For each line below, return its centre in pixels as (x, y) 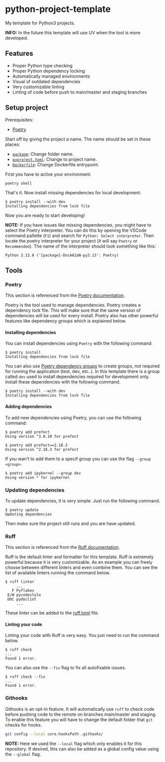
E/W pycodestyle (24, 595)
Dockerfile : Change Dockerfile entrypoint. (56, 164)
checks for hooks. (24, 725)
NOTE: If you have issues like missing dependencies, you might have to (78, 225)
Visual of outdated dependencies (46, 81)
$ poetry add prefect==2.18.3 (37, 445)
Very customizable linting (38, 87)
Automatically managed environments (51, 76)
